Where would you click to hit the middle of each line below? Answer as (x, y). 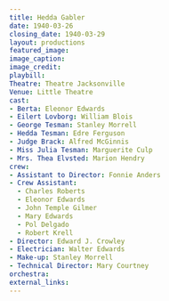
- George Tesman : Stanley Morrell (73, 126)
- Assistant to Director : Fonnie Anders (85, 175)
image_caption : (37, 59)
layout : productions (48, 42)
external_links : (39, 282)
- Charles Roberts (52, 191)
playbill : (28, 76)
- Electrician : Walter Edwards (67, 249)
